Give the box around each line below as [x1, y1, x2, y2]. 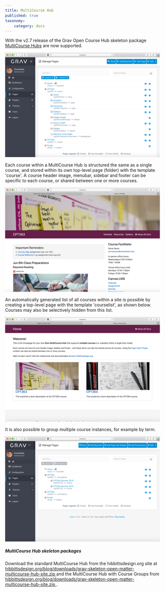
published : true [5, 13, 38, 18]
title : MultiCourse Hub [5, 8, 54, 13]
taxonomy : [5, 18, 26, 23]
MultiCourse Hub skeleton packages [5, 548, 82, 554]
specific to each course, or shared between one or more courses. [5, 177, 138, 184]
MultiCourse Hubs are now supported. [5, 43, 82, 49]
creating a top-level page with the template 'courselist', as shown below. [5, 302, 151, 308]
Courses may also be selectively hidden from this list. [5, 307, 113, 313]
